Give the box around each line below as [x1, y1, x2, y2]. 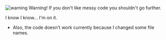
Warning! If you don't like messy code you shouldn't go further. [29, 5, 162, 11]
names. [12, 30, 29, 35]
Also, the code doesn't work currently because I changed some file [12, 24, 155, 30]
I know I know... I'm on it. [5, 15, 58, 20]
